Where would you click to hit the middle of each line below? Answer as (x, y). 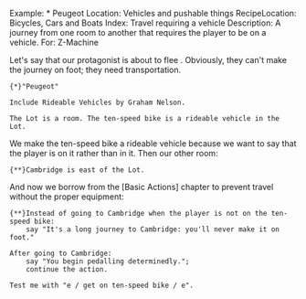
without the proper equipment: (67, 197)
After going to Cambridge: (61, 253)
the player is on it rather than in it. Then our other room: (114, 153)
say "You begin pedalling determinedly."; (108, 262)
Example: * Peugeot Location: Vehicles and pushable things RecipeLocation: (153, 13)
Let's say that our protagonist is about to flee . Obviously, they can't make (148, 60)
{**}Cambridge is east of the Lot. (77, 170)
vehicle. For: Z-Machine (54, 42)
